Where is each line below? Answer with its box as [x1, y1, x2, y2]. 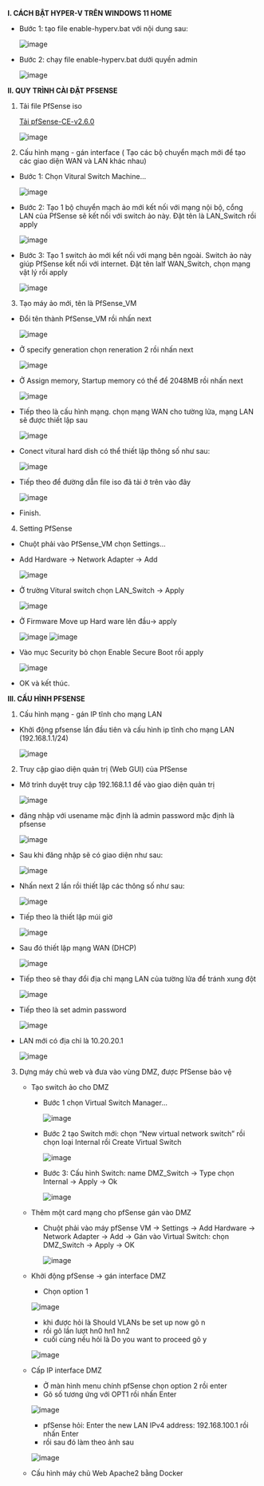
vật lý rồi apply [18, 268, 69, 276]
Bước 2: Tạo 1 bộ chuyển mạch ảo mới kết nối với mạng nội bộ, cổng [18, 203, 244, 212]
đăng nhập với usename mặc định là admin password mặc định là [18, 811, 234, 820]
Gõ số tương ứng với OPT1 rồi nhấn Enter [42, 1389, 177, 1399]
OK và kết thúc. [18, 678, 70, 688]
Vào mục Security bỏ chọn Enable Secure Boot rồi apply [18, 648, 204, 657]
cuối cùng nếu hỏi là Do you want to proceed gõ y [42, 1335, 207, 1344]
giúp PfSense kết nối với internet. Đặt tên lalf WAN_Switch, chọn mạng [18, 259, 250, 268]
